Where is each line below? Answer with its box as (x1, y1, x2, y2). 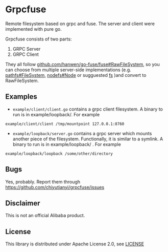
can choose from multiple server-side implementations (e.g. (5, 67, 131, 73)
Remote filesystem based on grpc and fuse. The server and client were (5, 20, 155, 27)
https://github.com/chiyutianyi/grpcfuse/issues (5, 184, 105, 190)
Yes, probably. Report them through (5, 178, 81, 185)
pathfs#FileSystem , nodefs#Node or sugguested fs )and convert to (5, 72, 147, 78)
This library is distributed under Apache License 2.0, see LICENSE (5, 241, 145, 247)
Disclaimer (5, 199, 40, 207)
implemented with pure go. (5, 26, 62, 32)
